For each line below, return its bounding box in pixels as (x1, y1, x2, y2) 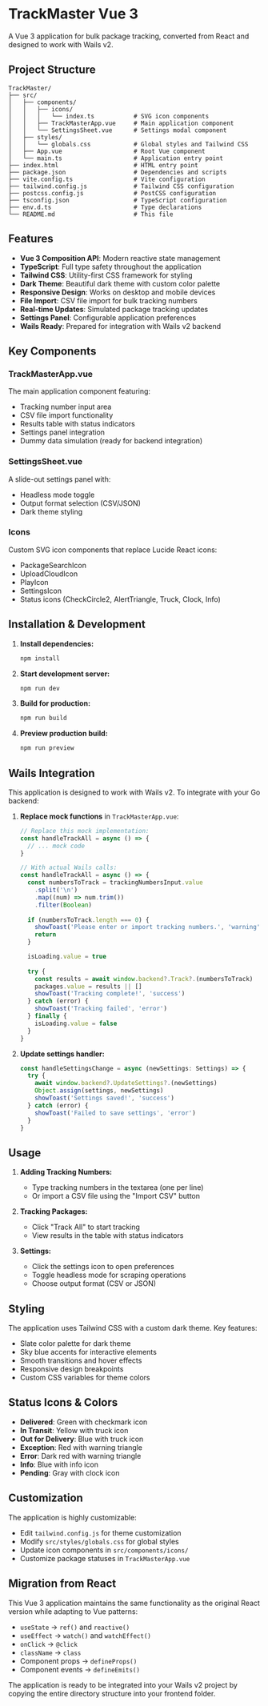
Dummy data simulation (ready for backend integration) (19, 436, 203, 446)
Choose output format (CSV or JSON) (31, 1279, 157, 1288)
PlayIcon (19, 577, 50, 587)
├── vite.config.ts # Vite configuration (8, 175, 206, 183)
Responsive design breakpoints (19, 1364, 124, 1374)
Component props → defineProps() (19, 1656, 138, 1665)
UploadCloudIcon (19, 569, 78, 579)
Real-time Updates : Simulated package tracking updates (19, 304, 209, 314)
